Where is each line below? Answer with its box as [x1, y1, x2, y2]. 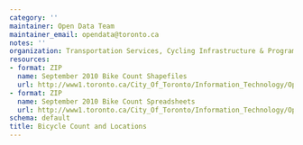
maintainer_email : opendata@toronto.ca [9, 30, 160, 39]
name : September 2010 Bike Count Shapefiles [17, 72, 188, 81]
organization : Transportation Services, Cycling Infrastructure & [9, 47, 264, 56]
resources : [9, 55, 50, 64]
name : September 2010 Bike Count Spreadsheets [17, 96, 196, 106]
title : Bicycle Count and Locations [9, 122, 147, 131]
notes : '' [9, 38, 47, 48]
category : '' [9, 13, 59, 23]
